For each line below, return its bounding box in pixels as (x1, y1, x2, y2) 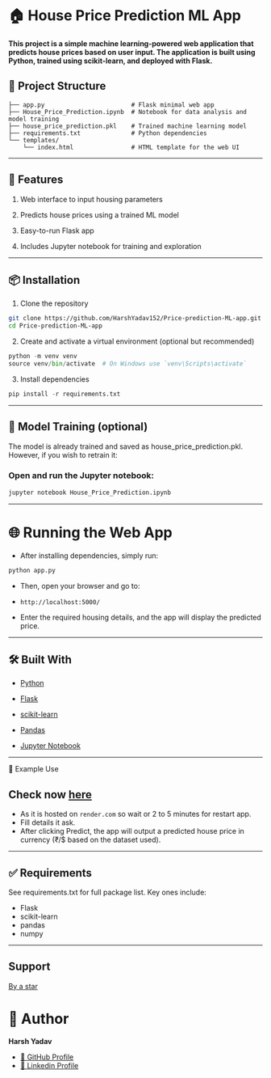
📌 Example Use (8, 764, 59, 774)
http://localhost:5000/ (19, 598, 101, 607)
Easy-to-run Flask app (19, 226, 94, 235)
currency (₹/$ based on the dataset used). (19, 835, 161, 845)
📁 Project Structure (8, 79, 106, 93)
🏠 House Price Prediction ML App (8, 6, 242, 25)
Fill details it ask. (19, 818, 76, 827)
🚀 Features (8, 173, 64, 187)
